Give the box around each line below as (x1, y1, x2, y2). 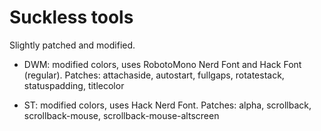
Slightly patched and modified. (9, 39, 136, 51)
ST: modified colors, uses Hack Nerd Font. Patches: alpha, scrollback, (23, 99, 312, 111)
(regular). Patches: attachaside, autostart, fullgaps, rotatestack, (23, 69, 285, 81)
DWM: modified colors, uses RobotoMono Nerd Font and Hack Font (23, 58, 302, 70)
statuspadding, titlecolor (23, 79, 125, 91)
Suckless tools (9, 6, 134, 29)
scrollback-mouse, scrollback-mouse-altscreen (23, 109, 220, 121)
